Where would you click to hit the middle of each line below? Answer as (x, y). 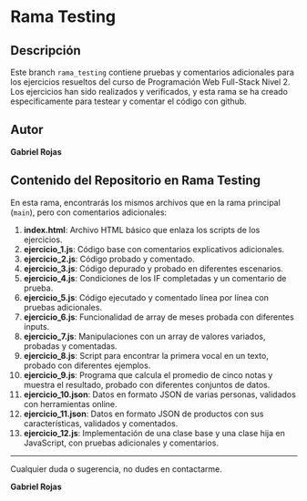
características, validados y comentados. (101, 423)
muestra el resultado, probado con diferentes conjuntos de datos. (147, 384)
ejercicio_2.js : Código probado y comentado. (109, 259)
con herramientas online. (70, 404)
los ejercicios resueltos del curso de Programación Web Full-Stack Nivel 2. (150, 82)
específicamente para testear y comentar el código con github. (128, 101)
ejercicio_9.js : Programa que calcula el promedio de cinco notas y (148, 374)
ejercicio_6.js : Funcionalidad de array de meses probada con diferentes (159, 317)
